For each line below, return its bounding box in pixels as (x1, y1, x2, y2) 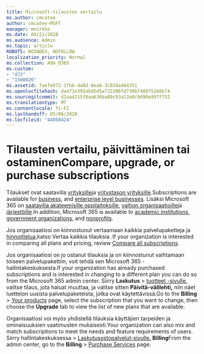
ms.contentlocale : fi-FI (6, 105, 69, 112)
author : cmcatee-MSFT (6, 20, 62, 26)
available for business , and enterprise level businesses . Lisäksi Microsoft (6, 196, 189, 203)
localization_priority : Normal (6, 54, 86, 60)
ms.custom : (6, 65, 34, 72)
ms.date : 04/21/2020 (6, 32, 59, 38)
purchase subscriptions (6, 169, 130, 183)
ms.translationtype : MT (6, 99, 67, 105)
